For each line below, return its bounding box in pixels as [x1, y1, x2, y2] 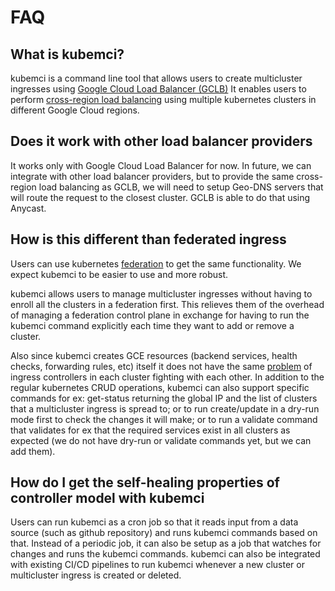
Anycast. [10, 202, 47, 214]
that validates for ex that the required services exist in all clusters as [10, 424, 291, 436]
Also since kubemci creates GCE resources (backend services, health [10, 349, 298, 361]
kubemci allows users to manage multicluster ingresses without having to [10, 287, 313, 300]
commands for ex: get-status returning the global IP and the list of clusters [10, 392, 318, 404]
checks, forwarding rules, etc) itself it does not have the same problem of [10, 360, 313, 372]
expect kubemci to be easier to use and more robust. [10, 268, 229, 280]
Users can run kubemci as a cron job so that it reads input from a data [10, 516, 299, 528]
